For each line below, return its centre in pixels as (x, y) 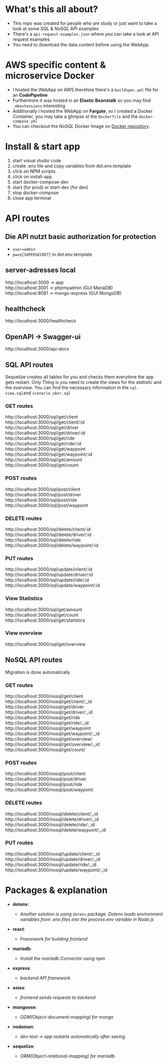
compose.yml (25, 121)
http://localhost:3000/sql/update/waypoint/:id (53, 585)
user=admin (24, 249)
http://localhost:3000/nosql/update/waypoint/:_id (56, 870)
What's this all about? (52, 9)
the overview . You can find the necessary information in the (67, 388)
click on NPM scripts (34, 171)
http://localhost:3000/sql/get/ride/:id (43, 444)
